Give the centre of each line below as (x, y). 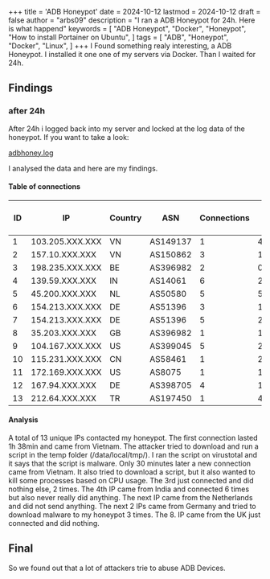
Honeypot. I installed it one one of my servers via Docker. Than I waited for (132, 54)
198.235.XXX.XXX (66, 267)
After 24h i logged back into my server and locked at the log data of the (127, 129)
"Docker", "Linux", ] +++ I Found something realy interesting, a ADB (120, 46)
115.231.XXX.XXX (66, 359)
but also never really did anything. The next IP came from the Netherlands (131, 498)
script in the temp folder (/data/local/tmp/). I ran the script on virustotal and (133, 455)
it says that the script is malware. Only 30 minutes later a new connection (130, 464)
